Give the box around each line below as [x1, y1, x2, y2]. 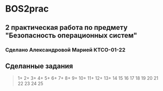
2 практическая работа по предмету [5, 23, 128, 32]
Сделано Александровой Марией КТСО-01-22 [5, 46, 126, 53]
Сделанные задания [5, 62, 73, 70]
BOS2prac [5, 3, 49, 15]
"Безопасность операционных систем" [5, 31, 137, 39]
